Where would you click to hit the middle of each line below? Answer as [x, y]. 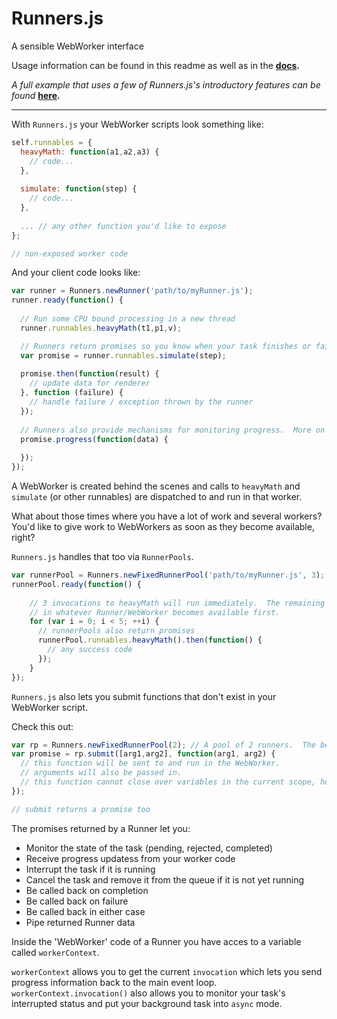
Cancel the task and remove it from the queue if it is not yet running [165, 879]
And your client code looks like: [76, 273]
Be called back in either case [85, 911]
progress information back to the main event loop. [114, 982]
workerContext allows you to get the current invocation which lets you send [167, 971]
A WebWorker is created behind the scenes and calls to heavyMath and [156, 486]
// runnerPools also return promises [116, 631]
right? [23, 538]
